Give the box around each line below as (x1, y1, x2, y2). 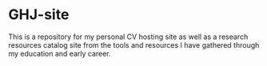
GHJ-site (8, 6, 70, 24)
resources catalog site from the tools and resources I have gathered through (8, 40, 260, 49)
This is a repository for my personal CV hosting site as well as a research (8, 32, 249, 41)
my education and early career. (8, 49, 111, 58)
